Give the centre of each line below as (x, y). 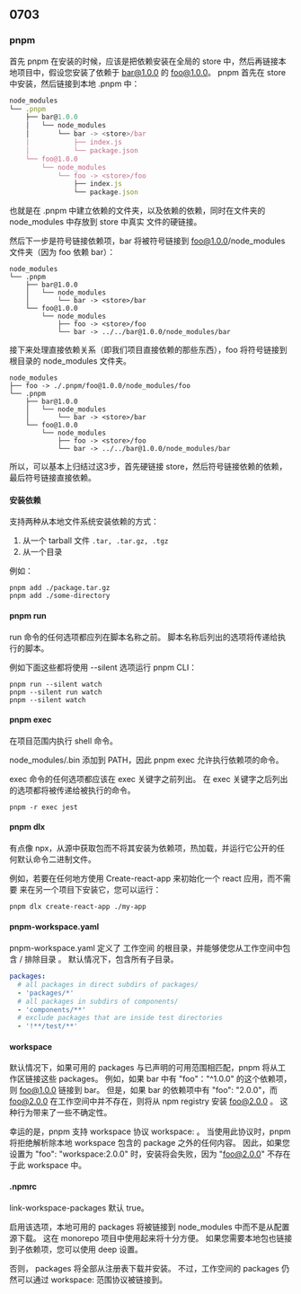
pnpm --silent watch (48, 700)
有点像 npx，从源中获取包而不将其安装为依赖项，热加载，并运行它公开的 (143, 848)
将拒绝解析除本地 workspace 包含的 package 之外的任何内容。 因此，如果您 (150, 1143)
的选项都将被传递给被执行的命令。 (72, 790)
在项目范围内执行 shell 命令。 (64, 741)
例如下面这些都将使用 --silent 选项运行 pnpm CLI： (103, 667)
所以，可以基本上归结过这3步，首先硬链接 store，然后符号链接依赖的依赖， (148, 467)
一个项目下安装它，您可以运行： (102, 889)
